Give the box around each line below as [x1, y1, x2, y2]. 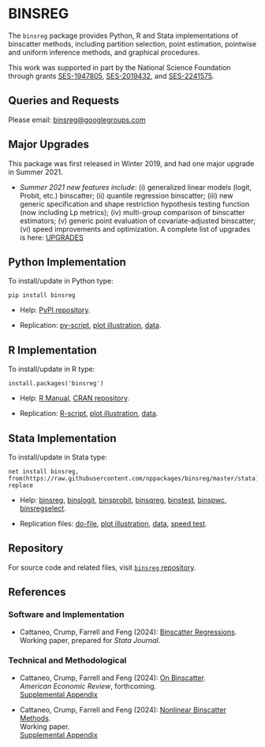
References [8, 585, 66, 599]
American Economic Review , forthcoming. [19, 681, 157, 690]
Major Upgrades [8, 138, 89, 151]
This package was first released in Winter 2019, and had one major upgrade [8, 158, 255, 168]
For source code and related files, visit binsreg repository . [8, 563, 196, 572]
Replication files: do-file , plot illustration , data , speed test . [19, 519, 207, 528]
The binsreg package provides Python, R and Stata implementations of [8, 31, 238, 40]
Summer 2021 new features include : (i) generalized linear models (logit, [19, 182, 252, 191]
